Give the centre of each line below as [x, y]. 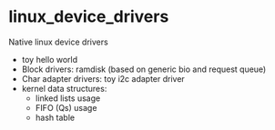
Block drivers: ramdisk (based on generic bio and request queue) [144, 69]
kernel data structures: [64, 88]
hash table [55, 117]
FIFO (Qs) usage [66, 107]
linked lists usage [68, 98]
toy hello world [50, 59]
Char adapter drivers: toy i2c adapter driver [103, 78]
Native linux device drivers [58, 42]
